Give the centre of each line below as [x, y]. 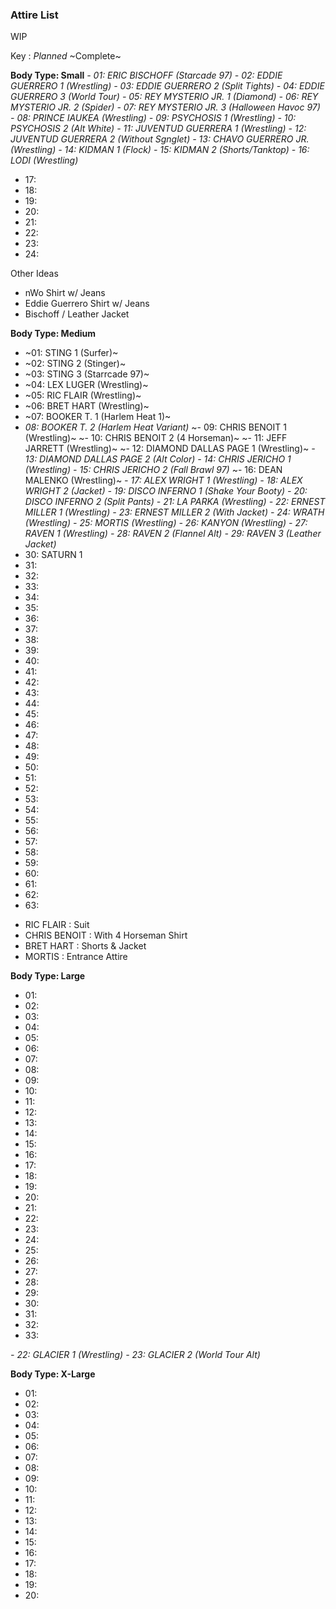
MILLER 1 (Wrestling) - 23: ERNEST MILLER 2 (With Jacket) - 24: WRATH [174, 512]
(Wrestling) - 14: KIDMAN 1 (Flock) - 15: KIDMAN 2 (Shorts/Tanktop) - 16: [160, 150]
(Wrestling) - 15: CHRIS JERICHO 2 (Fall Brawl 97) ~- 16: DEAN [153, 470]
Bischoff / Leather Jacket [77, 314]
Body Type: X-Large [53, 1374]
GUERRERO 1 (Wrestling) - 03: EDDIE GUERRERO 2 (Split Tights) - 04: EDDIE [167, 86]
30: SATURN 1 [53, 555]
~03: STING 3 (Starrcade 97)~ [87, 374]
